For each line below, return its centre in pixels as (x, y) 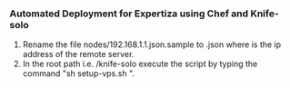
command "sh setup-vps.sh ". (78, 73)
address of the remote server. (78, 54)
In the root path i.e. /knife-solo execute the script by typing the (140, 64)
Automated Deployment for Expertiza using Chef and (129, 14)
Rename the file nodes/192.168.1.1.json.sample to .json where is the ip (152, 44)
